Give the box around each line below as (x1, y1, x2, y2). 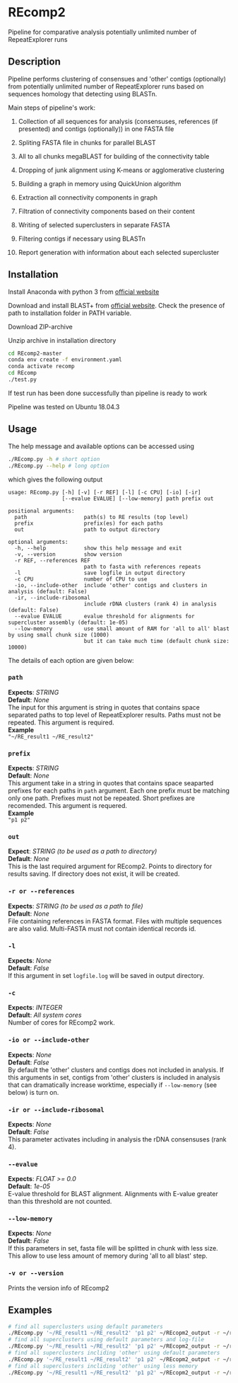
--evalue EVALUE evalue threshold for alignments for (14, 613, 195, 620)
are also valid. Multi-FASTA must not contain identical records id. (8, 924, 196, 933)
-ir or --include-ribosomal (8, 1105, 105, 1114)
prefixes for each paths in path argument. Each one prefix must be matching (8, 787, 230, 795)
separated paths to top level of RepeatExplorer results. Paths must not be (8, 710, 221, 719)
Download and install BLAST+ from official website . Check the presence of (8, 301, 225, 309)
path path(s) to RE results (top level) (14, 513, 189, 520)
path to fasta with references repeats (83, 563, 201, 570)
